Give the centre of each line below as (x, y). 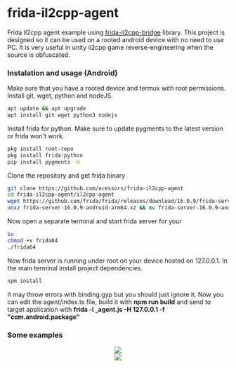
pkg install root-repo (40, 149)
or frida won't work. (36, 136)
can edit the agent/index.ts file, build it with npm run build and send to (109, 302)
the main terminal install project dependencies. (75, 268)
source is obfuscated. (39, 55)
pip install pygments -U (44, 162)
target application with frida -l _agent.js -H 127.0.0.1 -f (86, 309)
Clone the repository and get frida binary (66, 175)
